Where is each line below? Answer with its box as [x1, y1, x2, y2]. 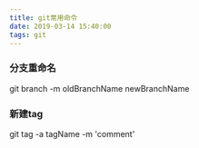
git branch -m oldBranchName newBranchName [9, 83, 190, 94]
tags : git [9, 30, 47, 39]
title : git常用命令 [9, 13, 78, 23]
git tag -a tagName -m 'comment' [9, 128, 135, 139]
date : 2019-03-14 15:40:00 [9, 22, 112, 31]
